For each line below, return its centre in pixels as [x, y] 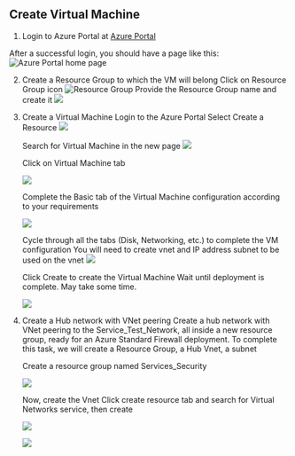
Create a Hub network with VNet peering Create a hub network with [146, 320]
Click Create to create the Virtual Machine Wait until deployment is [143, 277]
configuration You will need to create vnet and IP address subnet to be [151, 249]
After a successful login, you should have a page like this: [114, 53]
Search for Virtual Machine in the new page [101, 145]
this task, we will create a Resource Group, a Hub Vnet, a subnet [139, 349]
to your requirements [60, 206]
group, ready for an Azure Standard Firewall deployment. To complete [149, 339]
